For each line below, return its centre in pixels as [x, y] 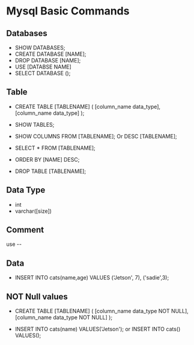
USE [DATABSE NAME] [43, 67]
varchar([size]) [33, 211]
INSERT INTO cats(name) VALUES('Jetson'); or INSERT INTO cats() [98, 329]
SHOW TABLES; [35, 124]
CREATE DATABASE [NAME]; [50, 54]
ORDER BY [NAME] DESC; [47, 159]
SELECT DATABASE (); [43, 73]
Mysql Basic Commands [68, 11]
